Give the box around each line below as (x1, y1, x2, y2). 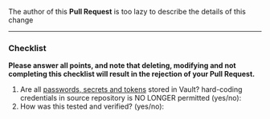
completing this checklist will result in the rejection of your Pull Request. (8, 69, 256, 79)
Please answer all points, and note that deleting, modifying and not (8, 61, 236, 70)
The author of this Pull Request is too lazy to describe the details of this (8, 7, 247, 16)
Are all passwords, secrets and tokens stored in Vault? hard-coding (19, 85, 243, 94)
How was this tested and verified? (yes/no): (19, 101, 165, 111)
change (8, 15, 34, 25)
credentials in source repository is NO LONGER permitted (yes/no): (19, 93, 242, 103)
